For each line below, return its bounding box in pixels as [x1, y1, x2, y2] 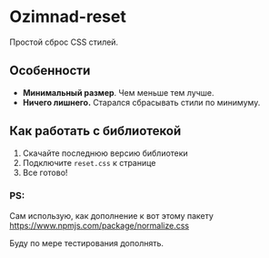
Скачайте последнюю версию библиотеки [22, 148, 188, 159]
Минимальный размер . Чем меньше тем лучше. [22, 87, 215, 98]
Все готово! [22, 167, 68, 178]
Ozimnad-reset [9, 6, 127, 27]
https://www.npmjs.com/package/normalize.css [9, 220, 189, 231]
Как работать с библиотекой [9, 123, 182, 139]
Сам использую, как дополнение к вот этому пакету [9, 210, 214, 221]
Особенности [9, 63, 91, 78]
